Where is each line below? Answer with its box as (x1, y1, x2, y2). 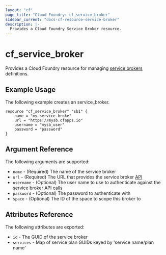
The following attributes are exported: (5, 224, 85, 230)
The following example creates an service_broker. (5, 99, 110, 105)
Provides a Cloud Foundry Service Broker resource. (10, 27, 122, 32)
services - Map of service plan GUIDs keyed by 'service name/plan (12, 239, 154, 245)
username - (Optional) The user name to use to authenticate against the (12, 179, 161, 185)
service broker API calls (12, 185, 63, 191)
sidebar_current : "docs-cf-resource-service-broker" (5, 17, 120, 22)
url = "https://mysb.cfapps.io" (14, 118, 83, 123)
